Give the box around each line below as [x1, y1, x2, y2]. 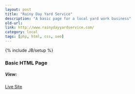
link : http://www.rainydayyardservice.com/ [5, 25, 95, 30]
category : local [5, 30, 38, 34]
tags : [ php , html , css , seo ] [5, 34, 64, 39]
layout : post [5, 7, 32, 12]
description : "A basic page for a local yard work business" [5, 16, 132, 21]
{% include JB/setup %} [5, 47, 53, 53]
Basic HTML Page [5, 59, 48, 66]
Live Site [5, 83, 22, 90]
